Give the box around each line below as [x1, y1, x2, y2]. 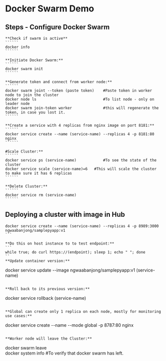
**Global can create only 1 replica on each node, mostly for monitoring [5, 309, 162, 314]
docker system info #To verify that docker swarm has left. [5, 350, 124, 356]
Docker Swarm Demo [5, 3, 94, 14]
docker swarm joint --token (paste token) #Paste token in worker [5, 88, 153, 93]
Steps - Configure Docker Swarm [5, 23, 110, 31]
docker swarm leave [5, 345, 47, 351]
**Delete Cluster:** [5, 184, 48, 189]
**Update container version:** [5, 258, 70, 264]
